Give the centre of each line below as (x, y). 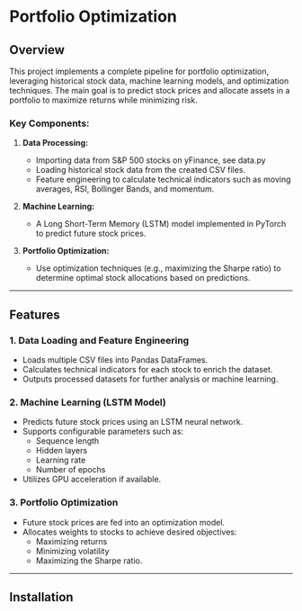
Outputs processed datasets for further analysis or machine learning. (150, 379)
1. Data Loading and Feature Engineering (99, 340)
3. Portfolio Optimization (64, 503)
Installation (41, 597)
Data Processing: (55, 143)
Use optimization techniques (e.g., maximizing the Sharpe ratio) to (158, 268)
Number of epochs (71, 470)
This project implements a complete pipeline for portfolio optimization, (139, 71)
